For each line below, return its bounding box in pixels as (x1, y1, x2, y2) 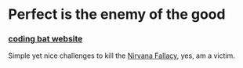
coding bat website (8, 34, 83, 45)
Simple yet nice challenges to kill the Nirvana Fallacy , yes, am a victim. (8, 51, 235, 60)
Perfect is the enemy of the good (8, 5, 226, 23)
